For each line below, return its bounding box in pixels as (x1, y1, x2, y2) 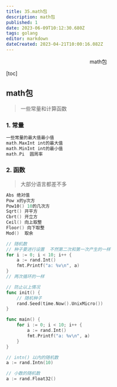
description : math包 (6, 14, 56, 20)
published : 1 (6, 19, 38, 25)
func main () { (6, 317, 41, 322)
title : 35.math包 (6, 8, 48, 15)
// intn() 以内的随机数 (6, 354, 58, 361)
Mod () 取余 (6, 230, 33, 236)
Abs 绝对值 (6, 192, 30, 198)
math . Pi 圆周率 (6, 151, 43, 157)
